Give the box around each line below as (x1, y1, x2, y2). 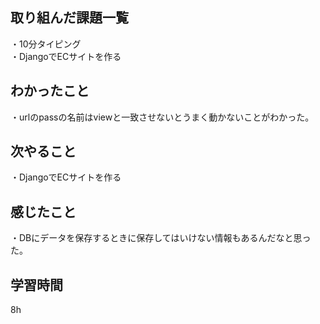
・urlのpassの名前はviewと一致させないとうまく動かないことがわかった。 (10, 111, 315, 123)
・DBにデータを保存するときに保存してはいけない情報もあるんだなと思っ (10, 232, 312, 244)
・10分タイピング (10, 38, 82, 50)
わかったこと (10, 83, 90, 100)
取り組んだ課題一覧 (10, 9, 129, 27)
